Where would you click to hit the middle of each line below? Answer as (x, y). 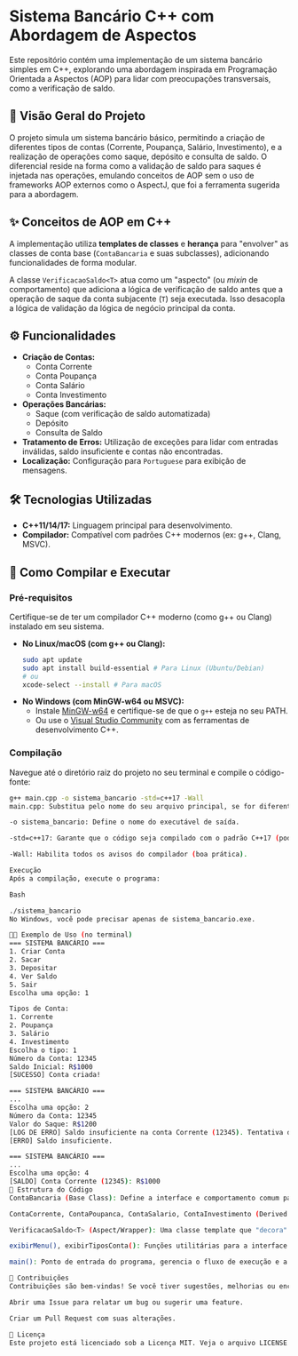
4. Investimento (39, 1041)
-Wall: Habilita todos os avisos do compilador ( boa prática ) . (129, 855)
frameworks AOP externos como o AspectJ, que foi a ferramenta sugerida (145, 185)
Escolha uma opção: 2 (49, 1108)
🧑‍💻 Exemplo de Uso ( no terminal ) (71, 935)
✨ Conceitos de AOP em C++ (90, 223)
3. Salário (29, 1034)
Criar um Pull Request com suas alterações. (93, 1318)
